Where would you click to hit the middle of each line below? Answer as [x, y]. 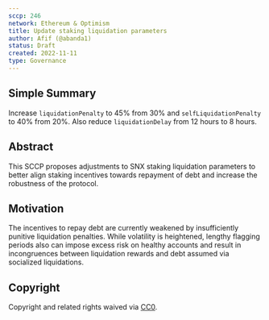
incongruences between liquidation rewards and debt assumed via [119, 254]
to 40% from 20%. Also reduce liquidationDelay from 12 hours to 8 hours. [133, 121]
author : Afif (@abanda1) [50, 38]
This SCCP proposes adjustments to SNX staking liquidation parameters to [132, 166]
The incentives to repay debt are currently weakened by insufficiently [124, 228]
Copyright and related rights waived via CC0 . [83, 307]
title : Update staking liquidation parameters [88, 31]
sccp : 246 [25, 16]
